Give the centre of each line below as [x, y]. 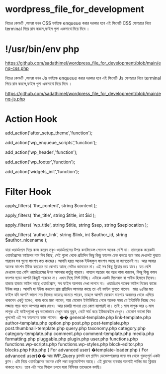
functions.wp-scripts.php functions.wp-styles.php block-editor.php [74, 344]
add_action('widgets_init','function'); [42, 171]
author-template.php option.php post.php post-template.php [67, 323]
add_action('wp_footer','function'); [40, 162]
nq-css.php [17, 68]
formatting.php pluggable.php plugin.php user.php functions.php [72, 339]
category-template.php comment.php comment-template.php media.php [80, 334]
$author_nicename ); [27, 240]
